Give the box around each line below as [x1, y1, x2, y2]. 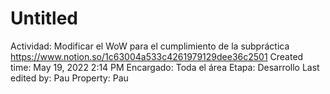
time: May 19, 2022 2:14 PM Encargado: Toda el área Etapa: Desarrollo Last [10, 61, 320, 73]
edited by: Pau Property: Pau [10, 72, 129, 84]
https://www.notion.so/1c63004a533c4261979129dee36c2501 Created [10, 50, 304, 62]
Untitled [10, 7, 79, 30]
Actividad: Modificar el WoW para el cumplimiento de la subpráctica [10, 40, 290, 52]
